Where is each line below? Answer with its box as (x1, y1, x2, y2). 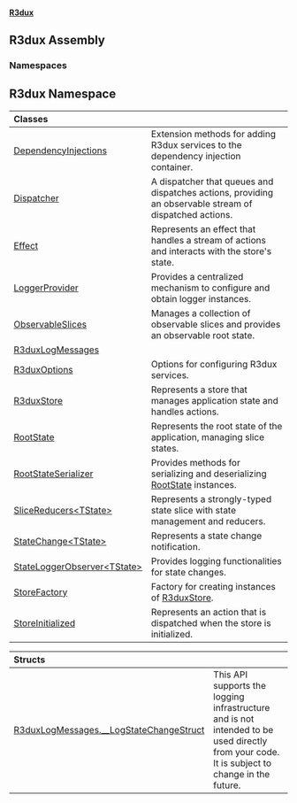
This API (213, 668, 248, 681)
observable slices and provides (150, 318, 281, 330)
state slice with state (150, 504, 237, 516)
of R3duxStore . (150, 591, 214, 604)
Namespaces (9, 58, 68, 71)
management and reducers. (150, 514, 266, 527)
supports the (213, 679, 267, 691)
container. (150, 160, 194, 173)
